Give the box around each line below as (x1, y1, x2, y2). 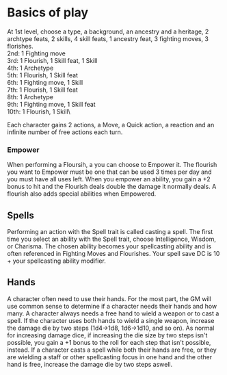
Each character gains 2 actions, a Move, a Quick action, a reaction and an (7, 120, 215, 129)
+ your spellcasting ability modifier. (7, 257, 106, 265)
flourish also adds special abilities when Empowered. (7, 190, 157, 198)
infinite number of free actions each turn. (7, 128, 123, 136)
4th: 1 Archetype (7, 64, 54, 72)
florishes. (7, 42, 34, 50)
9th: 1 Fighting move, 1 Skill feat (7, 100, 96, 108)
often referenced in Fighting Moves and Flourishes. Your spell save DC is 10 (7, 250, 220, 258)
